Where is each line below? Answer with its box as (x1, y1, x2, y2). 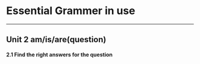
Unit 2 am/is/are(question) (6, 35, 107, 45)
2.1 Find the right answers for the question (6, 51, 113, 58)
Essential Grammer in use (6, 4, 136, 18)
